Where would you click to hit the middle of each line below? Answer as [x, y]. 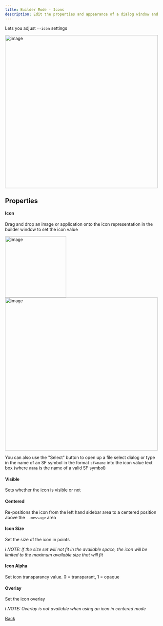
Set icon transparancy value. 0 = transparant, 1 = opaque [62, 577]
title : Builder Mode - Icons [35, 10]
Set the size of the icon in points [37, 539]
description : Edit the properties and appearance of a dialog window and [82, 14]
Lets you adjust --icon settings [36, 28]
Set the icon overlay [25, 599]
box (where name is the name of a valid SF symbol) [55, 468]
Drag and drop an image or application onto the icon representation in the [79, 224]
